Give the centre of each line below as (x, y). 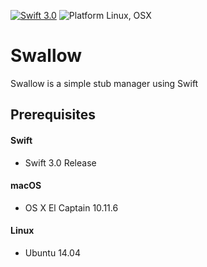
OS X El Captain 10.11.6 (71, 207)
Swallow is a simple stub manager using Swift (104, 83)
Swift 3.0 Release (60, 162)
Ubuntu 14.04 (52, 252)
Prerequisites (53, 115)
